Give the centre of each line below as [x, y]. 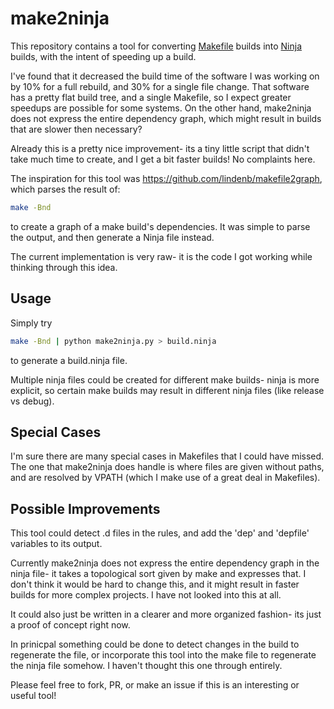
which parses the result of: [65, 189]
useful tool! [33, 696]
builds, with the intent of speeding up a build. [103, 56]
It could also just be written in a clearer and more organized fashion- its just [166, 614]
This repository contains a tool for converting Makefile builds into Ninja [156, 46]
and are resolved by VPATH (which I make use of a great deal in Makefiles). [165, 478]
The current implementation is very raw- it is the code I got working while [161, 256]
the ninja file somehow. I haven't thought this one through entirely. [146, 666]
